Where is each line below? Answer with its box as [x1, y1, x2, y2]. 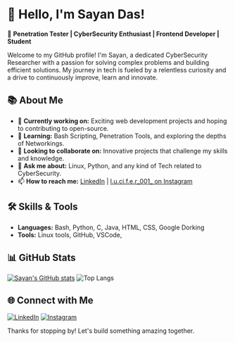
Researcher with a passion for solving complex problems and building [7, 58, 210, 66]
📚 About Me [7, 94, 63, 106]
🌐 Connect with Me [7, 294, 94, 306]
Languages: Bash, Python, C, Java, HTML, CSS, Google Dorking [17, 223, 205, 232]
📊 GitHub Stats [7, 251, 76, 263]
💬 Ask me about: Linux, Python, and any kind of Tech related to [17, 161, 202, 170]
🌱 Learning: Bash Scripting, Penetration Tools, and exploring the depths [17, 132, 227, 140]
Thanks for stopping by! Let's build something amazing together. [7, 327, 195, 335]
